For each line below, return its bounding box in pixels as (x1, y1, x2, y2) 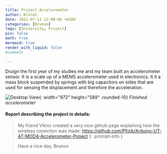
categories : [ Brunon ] (5, 21, 51, 27)
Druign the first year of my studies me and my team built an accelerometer (5, 68, 160, 74)
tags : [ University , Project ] (5, 26, 67, 31)
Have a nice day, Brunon (17, 143, 69, 149)
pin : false (5, 31, 28, 36)
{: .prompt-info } (89, 133, 123, 139)
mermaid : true (5, 41, 35, 46)
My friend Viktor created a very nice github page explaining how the (17, 122, 160, 128)
